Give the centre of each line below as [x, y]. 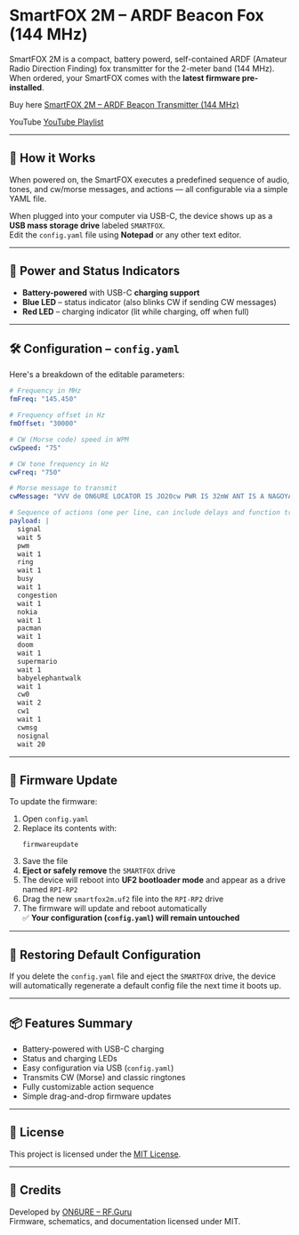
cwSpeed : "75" [36, 448]
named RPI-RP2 [50, 890]
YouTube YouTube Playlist [57, 122]
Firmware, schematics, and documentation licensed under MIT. [125, 1221]
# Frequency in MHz [45, 391]
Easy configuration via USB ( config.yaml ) [98, 1068]
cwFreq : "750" [36, 472]
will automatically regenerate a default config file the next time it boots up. [145, 986]
